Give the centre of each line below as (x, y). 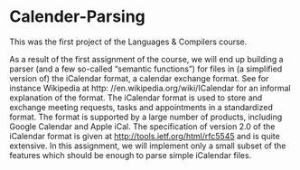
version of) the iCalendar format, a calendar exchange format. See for (139, 78)
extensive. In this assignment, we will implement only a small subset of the (148, 146)
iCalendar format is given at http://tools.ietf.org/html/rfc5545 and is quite (145, 136)
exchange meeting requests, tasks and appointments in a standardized (141, 107)
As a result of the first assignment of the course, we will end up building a (146, 59)
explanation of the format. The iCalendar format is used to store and (136, 98)
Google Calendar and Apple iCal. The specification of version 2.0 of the (142, 126)
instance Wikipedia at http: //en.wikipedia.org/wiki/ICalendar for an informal (150, 88)
